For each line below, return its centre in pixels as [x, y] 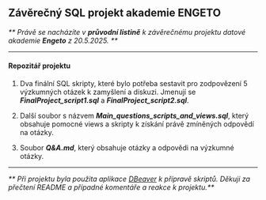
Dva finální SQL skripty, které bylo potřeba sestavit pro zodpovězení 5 [133, 84]
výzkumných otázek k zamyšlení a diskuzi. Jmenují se [108, 92]
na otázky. [36, 133]
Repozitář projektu [40, 66]
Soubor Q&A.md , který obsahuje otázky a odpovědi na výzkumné [127, 148]
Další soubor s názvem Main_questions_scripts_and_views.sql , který [134, 116]
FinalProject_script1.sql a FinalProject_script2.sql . [104, 100]
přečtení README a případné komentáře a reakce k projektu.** [111, 187]
